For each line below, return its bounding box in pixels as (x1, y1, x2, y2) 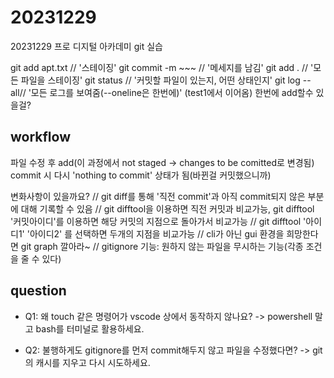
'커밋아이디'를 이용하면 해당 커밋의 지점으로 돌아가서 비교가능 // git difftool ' (10, 215, 307, 227)
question (10, 282, 67, 300)
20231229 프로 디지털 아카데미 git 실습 (10, 40, 163, 52)
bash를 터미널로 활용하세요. (35, 322, 145, 335)
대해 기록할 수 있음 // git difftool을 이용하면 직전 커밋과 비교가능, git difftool (20, 202, 315, 215)
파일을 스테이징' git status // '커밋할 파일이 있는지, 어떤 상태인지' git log (20, 74, 301, 86)
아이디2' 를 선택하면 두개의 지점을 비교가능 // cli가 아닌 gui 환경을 (29, 227, 285, 240)
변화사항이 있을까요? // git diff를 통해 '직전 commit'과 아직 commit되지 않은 (10, 190, 306, 202)
